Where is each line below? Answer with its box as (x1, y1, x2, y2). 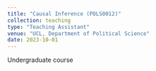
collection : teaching (7, 17, 71, 24)
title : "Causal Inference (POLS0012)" (7, 10, 121, 18)
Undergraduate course (7, 56, 73, 64)
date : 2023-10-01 (7, 37, 59, 44)
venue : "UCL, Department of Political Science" (7, 30, 150, 37)
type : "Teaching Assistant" (7, 23, 90, 30)
